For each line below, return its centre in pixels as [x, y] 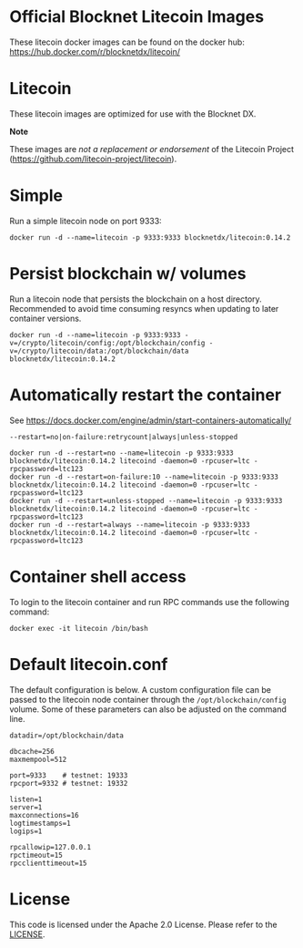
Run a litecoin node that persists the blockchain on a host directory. [136, 299]
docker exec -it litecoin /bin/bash [79, 628]
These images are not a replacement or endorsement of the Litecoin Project [151, 149]
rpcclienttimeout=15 [49, 863]
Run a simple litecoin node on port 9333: [86, 221]
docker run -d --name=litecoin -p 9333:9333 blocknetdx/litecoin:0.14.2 [150, 237]
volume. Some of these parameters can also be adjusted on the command [148, 709]
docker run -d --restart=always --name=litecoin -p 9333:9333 [130, 525]
